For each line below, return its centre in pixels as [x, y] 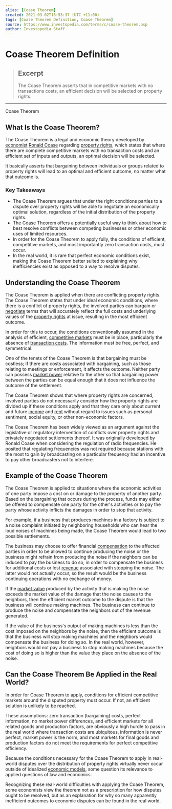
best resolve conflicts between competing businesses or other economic [90, 228]
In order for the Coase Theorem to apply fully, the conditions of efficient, [89, 239]
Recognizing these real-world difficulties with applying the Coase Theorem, [85, 784]
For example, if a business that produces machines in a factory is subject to [85, 520]
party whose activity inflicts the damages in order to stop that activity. [79, 509]
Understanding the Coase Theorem [63, 282]
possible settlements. [28, 536]
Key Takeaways [25, 190]
